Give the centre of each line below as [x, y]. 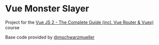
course [12, 27]
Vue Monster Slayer [47, 9]
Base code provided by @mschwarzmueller [50, 37]
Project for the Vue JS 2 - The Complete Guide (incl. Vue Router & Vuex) [79, 22]
